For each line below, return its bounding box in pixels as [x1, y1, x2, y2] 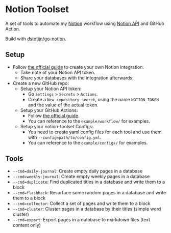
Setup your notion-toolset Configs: [20, 123, 93, 129]
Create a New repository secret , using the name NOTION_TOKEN [28, 96, 159, 102]
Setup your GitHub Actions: [20, 107, 78, 113]
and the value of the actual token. [28, 102, 99, 108]
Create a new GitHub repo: [12, 80, 69, 86]
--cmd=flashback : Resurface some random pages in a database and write [12, 189, 166, 195]
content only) [12, 222, 41, 228]
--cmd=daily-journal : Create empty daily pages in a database [12, 168, 143, 174]
